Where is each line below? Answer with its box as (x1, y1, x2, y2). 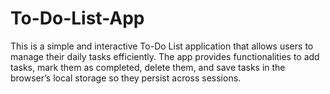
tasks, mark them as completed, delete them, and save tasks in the (10, 61, 286, 73)
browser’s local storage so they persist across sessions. (10, 72, 242, 84)
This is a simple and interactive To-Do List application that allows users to (10, 40, 314, 52)
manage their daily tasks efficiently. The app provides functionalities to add (10, 50, 320, 62)
